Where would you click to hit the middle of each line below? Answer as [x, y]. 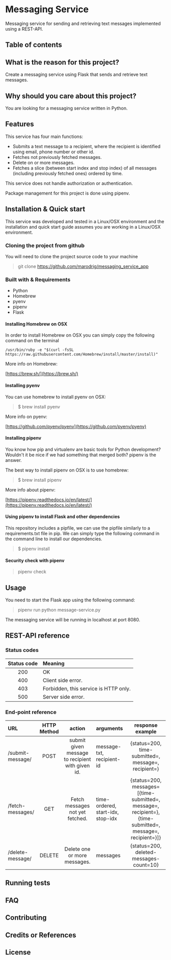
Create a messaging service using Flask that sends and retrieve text [76, 74]
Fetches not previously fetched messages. [57, 157]
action [77, 728]
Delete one [77, 849]
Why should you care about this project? [71, 96]
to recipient [78, 759]
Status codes [22, 650]
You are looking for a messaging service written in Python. [67, 108]
